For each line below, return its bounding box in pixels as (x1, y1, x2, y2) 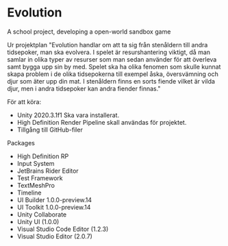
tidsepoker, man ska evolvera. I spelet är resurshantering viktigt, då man (7, 48, 211, 56)
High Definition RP (16, 152, 69, 160)
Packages (7, 138, 36, 147)
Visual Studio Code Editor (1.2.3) (16, 225, 109, 233)
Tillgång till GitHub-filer (16, 125, 84, 134)
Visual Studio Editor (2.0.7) (16, 232, 92, 241)
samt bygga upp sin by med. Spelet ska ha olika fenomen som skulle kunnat (7, 62, 221, 71)
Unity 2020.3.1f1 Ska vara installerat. (16, 111, 120, 119)
